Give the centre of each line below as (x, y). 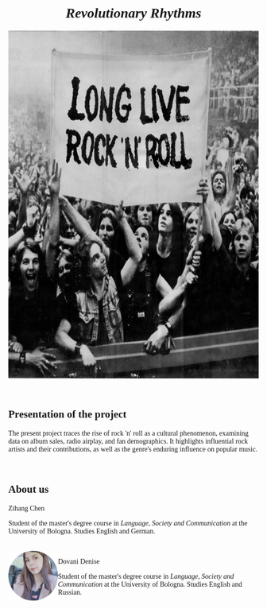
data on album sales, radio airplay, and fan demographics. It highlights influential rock (128, 441)
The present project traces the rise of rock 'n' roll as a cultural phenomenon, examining (128, 433)
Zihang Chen (27, 508)
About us (29, 489)
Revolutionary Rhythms (133, 13)
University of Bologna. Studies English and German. (82, 531)
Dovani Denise (79, 561)
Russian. (70, 592)
